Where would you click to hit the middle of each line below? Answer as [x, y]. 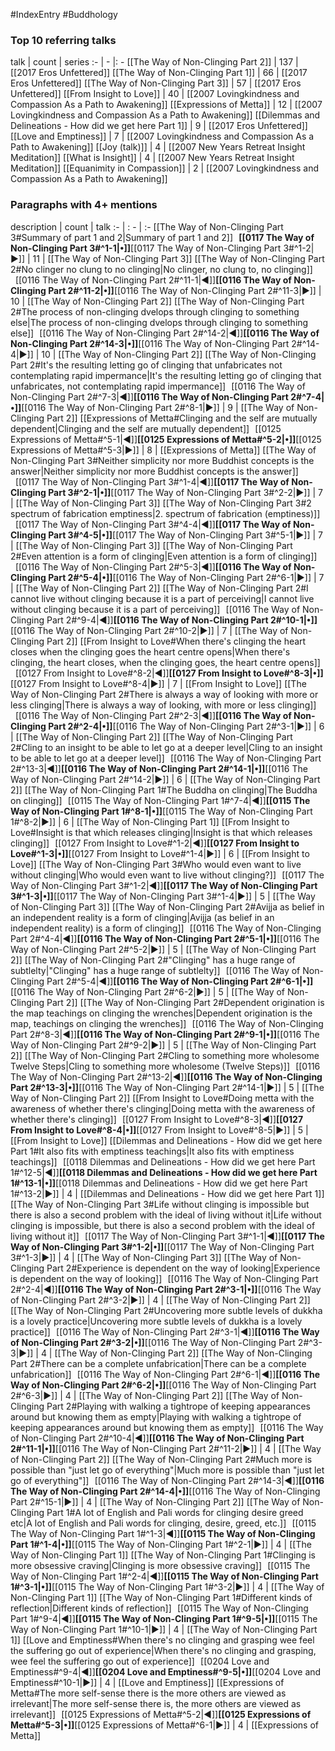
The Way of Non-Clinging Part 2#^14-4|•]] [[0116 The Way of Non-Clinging [165, 1491]
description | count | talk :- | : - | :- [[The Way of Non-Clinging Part [147, 226]
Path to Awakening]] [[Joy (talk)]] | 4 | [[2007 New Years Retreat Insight [158, 147]
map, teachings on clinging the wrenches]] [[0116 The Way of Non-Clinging [167, 1023]
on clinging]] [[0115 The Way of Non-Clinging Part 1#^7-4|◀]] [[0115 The [160, 800]
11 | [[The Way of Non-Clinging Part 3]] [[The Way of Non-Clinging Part [178, 258]
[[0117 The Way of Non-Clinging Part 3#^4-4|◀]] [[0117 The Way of [153, 524]
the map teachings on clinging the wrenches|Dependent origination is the [161, 1013]
